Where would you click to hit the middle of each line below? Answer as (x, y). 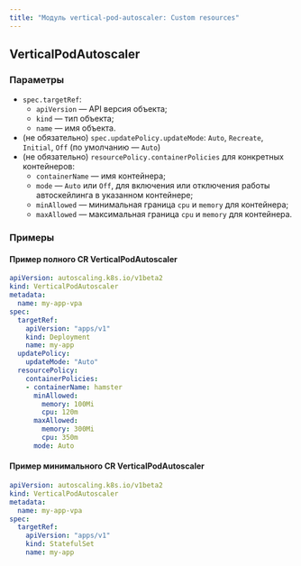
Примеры (32, 238)
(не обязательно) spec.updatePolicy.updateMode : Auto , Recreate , (143, 138)
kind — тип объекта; (75, 119)
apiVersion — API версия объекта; (102, 109)
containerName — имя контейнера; (101, 176)
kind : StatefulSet (60, 544)
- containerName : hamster (74, 387)
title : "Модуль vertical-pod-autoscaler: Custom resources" (125, 18)
